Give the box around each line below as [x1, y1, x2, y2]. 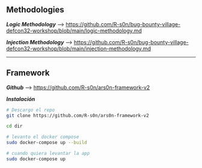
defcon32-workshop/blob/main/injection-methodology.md [6, 45, 151, 52]
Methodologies [6, 5, 64, 15]
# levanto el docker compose [6, 134, 79, 140]
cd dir [6, 123, 23, 129]
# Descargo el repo [6, 107, 55, 113]
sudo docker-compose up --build [6, 140, 87, 146]
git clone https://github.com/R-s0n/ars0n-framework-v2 [6, 112, 149, 118]
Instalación [6, 95, 35, 102]
